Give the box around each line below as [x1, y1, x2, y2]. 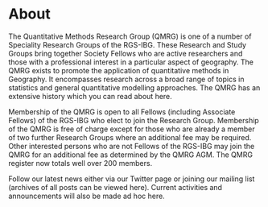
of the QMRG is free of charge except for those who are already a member [8, 124, 255, 134]
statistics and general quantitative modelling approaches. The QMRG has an [8, 82, 261, 93]
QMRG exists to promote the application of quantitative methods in [8, 65, 229, 75]
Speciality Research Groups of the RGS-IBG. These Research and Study [8, 39, 247, 49]
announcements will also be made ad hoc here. [8, 191, 165, 201]
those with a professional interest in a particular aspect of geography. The [8, 57, 254, 67]
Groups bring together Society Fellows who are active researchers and [8, 48, 243, 58]
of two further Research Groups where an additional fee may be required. [8, 132, 252, 142]
